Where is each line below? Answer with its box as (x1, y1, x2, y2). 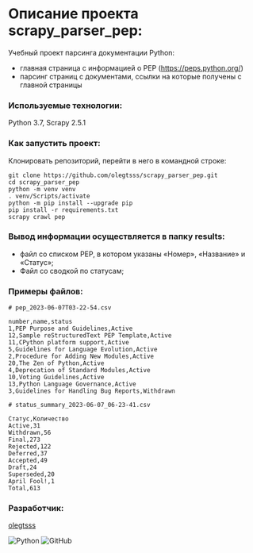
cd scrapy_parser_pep (8, 178, 80, 186)
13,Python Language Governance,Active (8, 380, 136, 389)
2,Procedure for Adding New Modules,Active (8, 352, 155, 361)
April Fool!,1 (8, 478, 56, 486)
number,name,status (8, 318, 73, 326)
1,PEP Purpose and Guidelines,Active (8, 325, 133, 333)
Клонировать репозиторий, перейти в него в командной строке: (8, 156, 227, 165)
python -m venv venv (8, 185, 77, 193)
